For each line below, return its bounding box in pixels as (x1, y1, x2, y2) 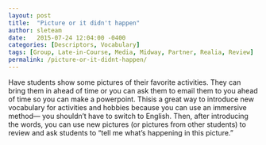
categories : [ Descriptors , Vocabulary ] (8, 41, 141, 49)
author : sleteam (8, 26, 62, 34)
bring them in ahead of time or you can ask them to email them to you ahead (8, 86, 258, 95)
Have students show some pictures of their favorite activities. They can (8, 77, 241, 87)
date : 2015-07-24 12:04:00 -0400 (8, 33, 126, 42)
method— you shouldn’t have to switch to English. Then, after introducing (8, 111, 249, 120)
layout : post (8, 11, 52, 20)
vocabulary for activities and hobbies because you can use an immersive (8, 102, 248, 112)
